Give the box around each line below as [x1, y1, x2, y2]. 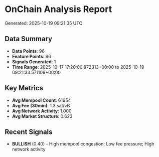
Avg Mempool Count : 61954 [12, 97, 71, 103]
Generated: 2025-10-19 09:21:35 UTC [5, 20, 83, 26]
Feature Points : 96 [12, 53, 51, 59]
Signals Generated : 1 [12, 59, 56, 65]
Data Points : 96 [12, 48, 45, 54]
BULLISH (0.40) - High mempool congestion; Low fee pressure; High [12, 141, 154, 147]
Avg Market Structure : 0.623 [12, 113, 73, 119]
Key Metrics [5, 84, 44, 92]
